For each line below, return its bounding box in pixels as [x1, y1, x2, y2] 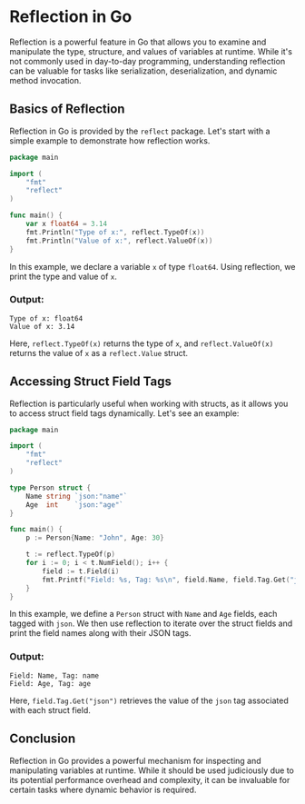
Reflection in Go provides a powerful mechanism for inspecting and [9, 755, 261, 766]
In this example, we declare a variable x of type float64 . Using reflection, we [9, 261, 296, 272]
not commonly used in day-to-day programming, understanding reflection [9, 55, 286, 66]
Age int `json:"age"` [25, 500, 124, 510]
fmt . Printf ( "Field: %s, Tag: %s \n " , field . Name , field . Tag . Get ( [42, 575, 290, 584]
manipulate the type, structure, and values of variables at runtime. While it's [9, 45, 293, 56]
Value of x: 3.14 [9, 322, 75, 331]
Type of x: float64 [9, 313, 84, 323]
